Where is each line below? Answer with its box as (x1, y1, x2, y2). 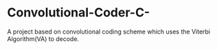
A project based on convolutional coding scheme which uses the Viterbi (7, 27, 211, 36)
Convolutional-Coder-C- (7, 5, 150, 21)
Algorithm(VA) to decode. (7, 34, 80, 42)
